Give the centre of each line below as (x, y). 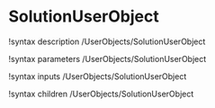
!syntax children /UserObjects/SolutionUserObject (101, 94)
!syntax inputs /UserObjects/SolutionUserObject (98, 76)
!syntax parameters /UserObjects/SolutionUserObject (107, 58)
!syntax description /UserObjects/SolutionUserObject (107, 41)
